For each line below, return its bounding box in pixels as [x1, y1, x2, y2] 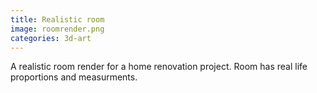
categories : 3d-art [10, 33, 92, 43]
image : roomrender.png [10, 24, 105, 34]
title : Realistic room [10, 14, 105, 25]
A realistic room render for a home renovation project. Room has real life [10, 61, 308, 73]
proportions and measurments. [10, 71, 138, 83]
